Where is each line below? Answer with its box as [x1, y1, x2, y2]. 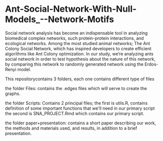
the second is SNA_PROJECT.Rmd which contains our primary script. [5, 110, 144, 116]
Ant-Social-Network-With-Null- [5, 3, 137, 15]
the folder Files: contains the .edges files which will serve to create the [5, 85, 147, 91]
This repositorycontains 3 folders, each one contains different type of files [5, 76, 155, 82]
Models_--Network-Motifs [5, 14, 114, 25]
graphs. [5, 91, 20, 96]
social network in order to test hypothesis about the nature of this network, [5, 56, 156, 62]
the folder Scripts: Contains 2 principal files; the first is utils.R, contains [5, 100, 148, 106]
